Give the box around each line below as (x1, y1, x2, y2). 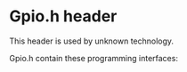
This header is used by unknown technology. (9, 36, 175, 46)
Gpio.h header (9, 6, 118, 27)
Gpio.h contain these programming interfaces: (9, 52, 178, 63)
